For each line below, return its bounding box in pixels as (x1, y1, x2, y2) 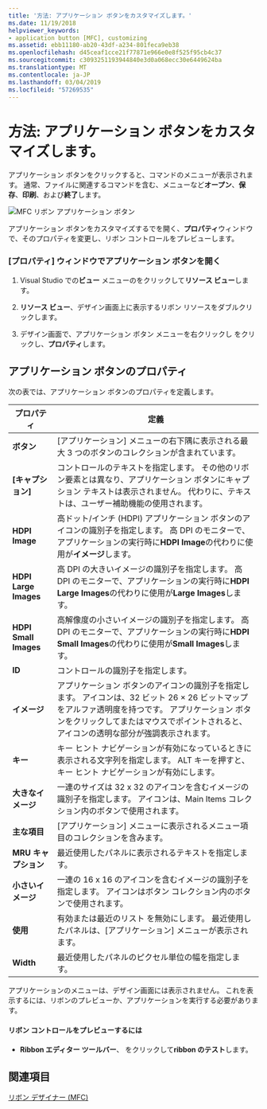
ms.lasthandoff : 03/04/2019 (8, 78, 102, 86)
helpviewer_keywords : (8, 26, 80, 34)
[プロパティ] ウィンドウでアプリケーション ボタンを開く (8, 256, 221, 267)
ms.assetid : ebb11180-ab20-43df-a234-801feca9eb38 (8, 41, 180, 49)
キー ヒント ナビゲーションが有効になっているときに (56, 743, 252, 754)
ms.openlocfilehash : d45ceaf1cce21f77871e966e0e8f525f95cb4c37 (8, 49, 222, 57)
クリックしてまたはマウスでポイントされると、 (72, 716, 248, 727)
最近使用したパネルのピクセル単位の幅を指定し (56, 952, 233, 963)
